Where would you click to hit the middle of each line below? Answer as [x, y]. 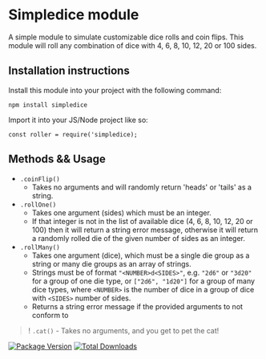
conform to [50, 315]
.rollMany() [40, 247]
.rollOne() [38, 205]
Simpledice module [74, 15]
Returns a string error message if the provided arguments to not [137, 306]
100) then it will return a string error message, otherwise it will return [145, 230]
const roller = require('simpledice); [73, 134]
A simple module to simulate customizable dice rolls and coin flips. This [126, 37]
